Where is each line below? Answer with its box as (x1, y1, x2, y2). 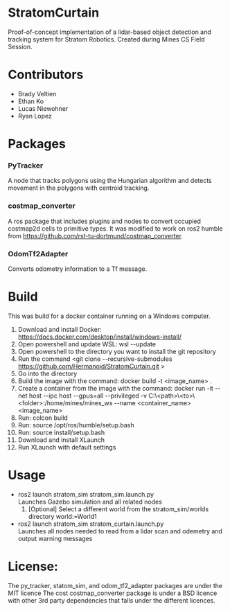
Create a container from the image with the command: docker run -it (17, 384, 213, 392)
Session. (8, 42, 33, 51)
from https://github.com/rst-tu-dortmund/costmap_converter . (8, 231, 183, 240)
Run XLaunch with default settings (17, 443, 116, 451)
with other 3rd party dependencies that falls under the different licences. (8, 596, 215, 604)
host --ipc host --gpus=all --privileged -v (28, 391, 148, 400)
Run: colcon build (17, 414, 68, 422)
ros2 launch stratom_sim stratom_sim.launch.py (17, 490, 154, 498)
